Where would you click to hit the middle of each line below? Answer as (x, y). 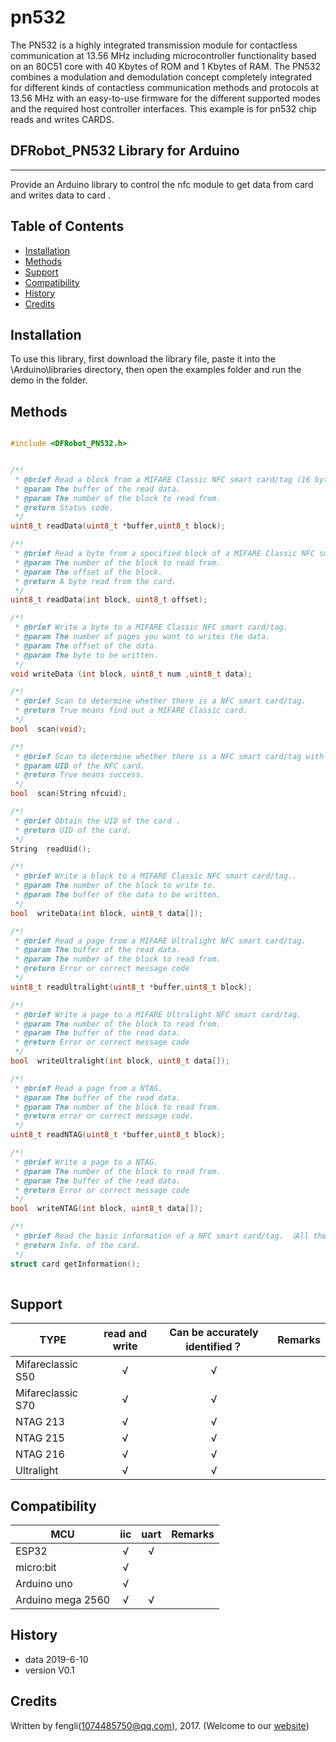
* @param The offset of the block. (88, 572)
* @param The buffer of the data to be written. (118, 895)
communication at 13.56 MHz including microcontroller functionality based (163, 55)
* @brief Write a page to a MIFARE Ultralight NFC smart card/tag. (158, 1014)
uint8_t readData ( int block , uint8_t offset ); (109, 600)
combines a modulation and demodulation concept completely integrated (161, 77)
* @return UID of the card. (73, 830)
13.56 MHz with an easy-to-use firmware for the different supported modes (165, 98)
